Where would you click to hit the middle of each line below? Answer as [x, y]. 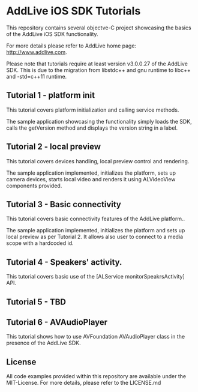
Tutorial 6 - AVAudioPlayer [57, 322]
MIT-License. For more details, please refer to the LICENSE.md [84, 383]
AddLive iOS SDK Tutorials [73, 11]
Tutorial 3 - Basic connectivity [64, 204]
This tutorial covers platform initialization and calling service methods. [93, 110]
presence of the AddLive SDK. [43, 343]
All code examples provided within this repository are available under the [96, 376]
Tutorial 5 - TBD [36, 302]
